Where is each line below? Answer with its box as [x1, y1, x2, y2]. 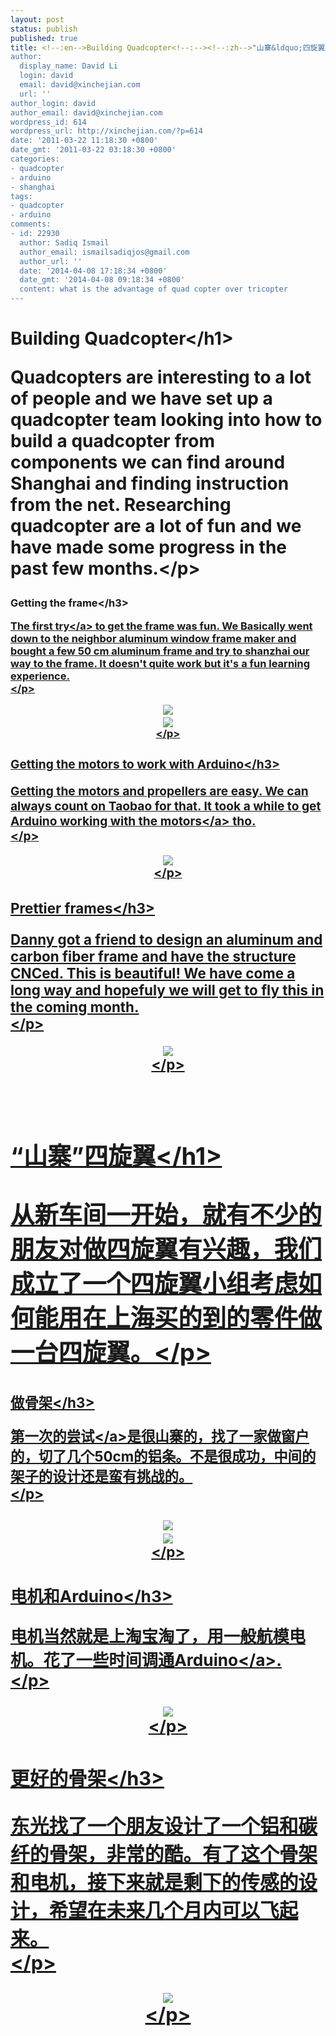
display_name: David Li [19, 61, 118, 71]
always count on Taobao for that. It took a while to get [10, 797, 322, 814]
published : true [10, 33, 78, 43]
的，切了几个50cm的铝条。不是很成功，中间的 [10, 1447, 317, 1466]
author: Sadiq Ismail [19, 237, 110, 248]
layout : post [10, 14, 65, 25]
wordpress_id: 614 [10, 117, 87, 127]
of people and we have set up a [10, 387, 273, 410]
